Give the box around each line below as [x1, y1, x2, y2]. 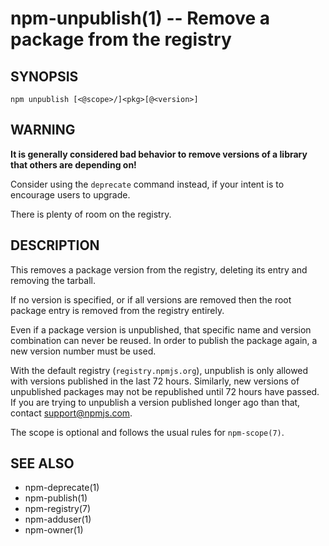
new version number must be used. [10, 345, 157, 357]
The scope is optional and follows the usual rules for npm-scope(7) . [10, 426, 285, 438]
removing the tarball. [10, 274, 96, 286]
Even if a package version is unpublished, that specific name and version [10, 323, 312, 336]
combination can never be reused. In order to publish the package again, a [10, 334, 318, 346]
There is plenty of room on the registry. [10, 208, 172, 220]
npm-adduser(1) [24, 513, 92, 526]
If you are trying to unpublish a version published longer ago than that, [10, 396, 301, 408]
